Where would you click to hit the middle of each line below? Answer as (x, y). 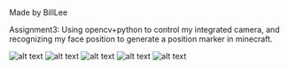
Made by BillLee (39, 12)
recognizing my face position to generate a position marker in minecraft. (141, 39)
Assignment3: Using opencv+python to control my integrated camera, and (145, 29)
